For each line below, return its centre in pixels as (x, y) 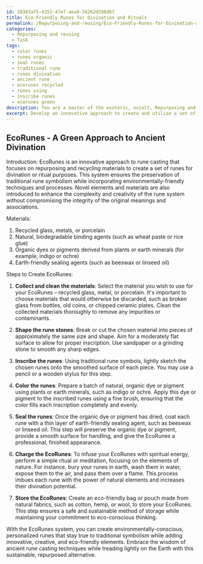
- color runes (29, 51)
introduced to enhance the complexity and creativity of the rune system (95, 194)
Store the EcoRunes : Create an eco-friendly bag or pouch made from (102, 498)
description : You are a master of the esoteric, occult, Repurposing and (101, 108)
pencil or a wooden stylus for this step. (63, 374)
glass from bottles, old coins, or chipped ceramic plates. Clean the (98, 305)
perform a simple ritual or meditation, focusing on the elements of (97, 460)
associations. (23, 207)
